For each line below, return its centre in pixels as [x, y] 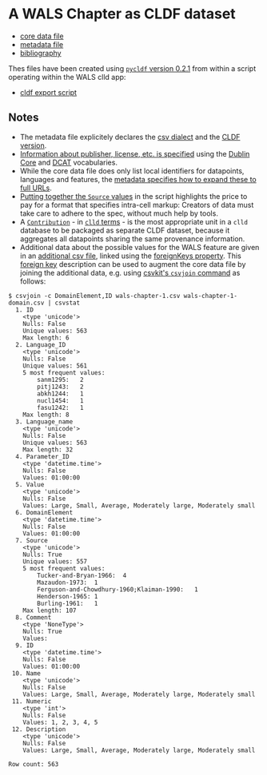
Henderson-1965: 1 [68, 596]
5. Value [30, 484]
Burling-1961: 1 [68, 603]
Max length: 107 [50, 610]
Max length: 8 [46, 415]
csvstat [68, 303]
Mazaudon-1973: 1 [68, 582]
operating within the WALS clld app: [67, 77]
